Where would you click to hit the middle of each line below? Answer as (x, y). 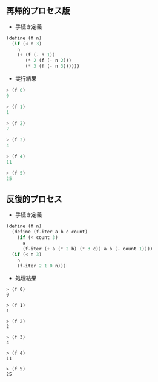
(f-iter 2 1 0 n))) (42, 266)
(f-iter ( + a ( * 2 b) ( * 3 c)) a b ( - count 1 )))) (87, 249)
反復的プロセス (34, 199)
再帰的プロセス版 (38, 11)
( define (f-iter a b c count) (50, 232)
